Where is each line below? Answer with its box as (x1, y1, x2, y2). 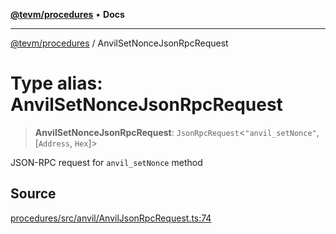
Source (10, 185, 57, 203)
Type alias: (10, 72, 103, 95)
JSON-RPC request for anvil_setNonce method (10, 156, 203, 168)
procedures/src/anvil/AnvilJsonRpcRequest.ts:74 (10, 212, 212, 224)
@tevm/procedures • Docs (10, 9, 125, 20)
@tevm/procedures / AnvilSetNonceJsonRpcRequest (10, 37, 229, 49)
